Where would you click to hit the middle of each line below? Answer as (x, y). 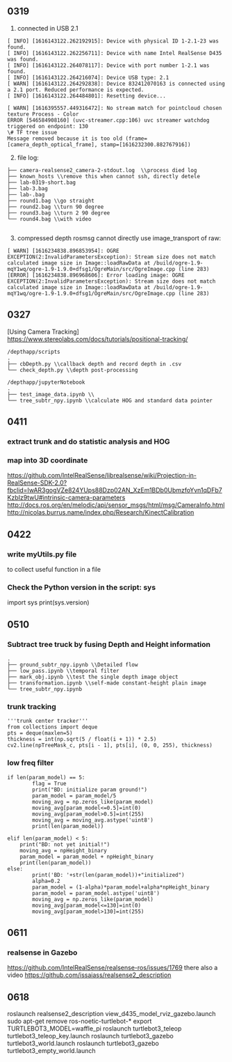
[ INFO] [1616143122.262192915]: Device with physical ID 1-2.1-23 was (113, 41)
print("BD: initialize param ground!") (90, 790)
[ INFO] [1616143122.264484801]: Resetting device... (87, 96)
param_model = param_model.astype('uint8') (96, 893)
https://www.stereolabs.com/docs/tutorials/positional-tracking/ (98, 339)
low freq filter (31, 763)
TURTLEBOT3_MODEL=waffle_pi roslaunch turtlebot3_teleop (94, 1029)
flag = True (50, 783)
